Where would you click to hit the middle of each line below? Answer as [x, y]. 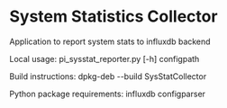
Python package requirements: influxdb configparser [107, 94]
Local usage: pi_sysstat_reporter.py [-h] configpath [104, 58]
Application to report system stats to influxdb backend [110, 41]
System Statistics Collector [113, 17]
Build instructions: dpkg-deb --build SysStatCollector [108, 76]
